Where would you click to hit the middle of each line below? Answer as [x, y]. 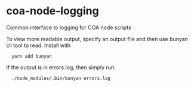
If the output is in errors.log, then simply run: [61, 67]
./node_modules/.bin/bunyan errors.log [61, 78]
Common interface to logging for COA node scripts [69, 27]
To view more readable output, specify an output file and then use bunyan [97, 39]
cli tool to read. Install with [39, 45]
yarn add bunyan [32, 56]
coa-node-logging [53, 11]
